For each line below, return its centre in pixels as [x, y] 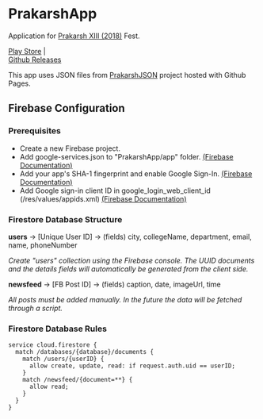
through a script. [36, 308]
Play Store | [27, 51]
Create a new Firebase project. [70, 148]
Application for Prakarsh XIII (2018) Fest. [74, 36]
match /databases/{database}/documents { [85, 352]
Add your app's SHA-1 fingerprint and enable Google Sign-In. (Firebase [136, 173]
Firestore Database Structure [65, 219]
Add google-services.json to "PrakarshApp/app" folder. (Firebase [126, 156]
